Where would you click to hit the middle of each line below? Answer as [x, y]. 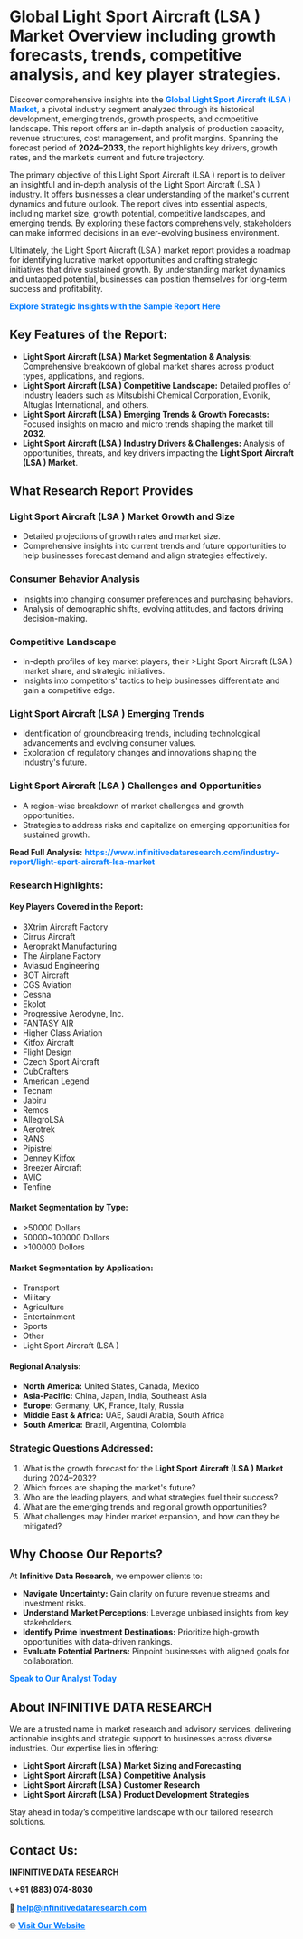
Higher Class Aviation [62, 1032]
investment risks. [54, 1603]
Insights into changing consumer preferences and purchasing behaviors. [158, 599]
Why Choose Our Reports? [86, 1554]
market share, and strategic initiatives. [94, 671]
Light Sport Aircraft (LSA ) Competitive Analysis [114, 1775]
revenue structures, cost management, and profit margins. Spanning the [144, 138]
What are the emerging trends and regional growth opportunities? [144, 1507]
